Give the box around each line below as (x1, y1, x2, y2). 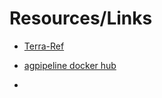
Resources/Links (9, 7, 153, 30)
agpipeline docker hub (23, 59, 117, 71)
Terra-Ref (23, 40, 65, 52)
